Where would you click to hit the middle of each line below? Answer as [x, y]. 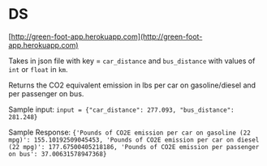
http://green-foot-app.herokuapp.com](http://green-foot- [107, 36]
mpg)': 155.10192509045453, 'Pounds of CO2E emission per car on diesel [134, 140]
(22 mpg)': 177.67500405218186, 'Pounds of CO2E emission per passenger [134, 147]
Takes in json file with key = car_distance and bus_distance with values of [132, 61]
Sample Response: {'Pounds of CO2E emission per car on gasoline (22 [130, 132]
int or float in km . [38, 69]
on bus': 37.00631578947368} [58, 154]
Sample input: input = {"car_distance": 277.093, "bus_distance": [122, 109]
